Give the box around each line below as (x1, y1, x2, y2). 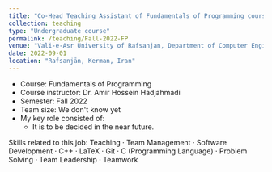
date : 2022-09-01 (8, 49, 67, 57)
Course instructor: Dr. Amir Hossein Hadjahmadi (19, 87, 181, 97)
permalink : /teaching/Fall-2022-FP (8, 34, 129, 43)
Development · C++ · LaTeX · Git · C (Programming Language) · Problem (8, 146, 248, 156)
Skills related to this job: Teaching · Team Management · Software (8, 137, 227, 147)
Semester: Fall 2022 (19, 96, 87, 106)
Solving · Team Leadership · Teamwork (8, 154, 138, 164)
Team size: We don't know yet (19, 104, 121, 114)
